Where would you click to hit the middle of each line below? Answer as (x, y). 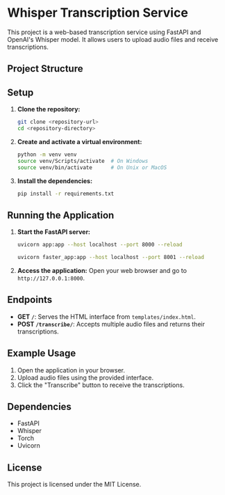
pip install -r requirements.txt (66, 194)
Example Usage (42, 353)
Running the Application (61, 215)
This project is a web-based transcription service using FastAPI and (104, 32)
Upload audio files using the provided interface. (85, 377)
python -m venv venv (47, 155)
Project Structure (45, 69)
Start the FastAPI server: (54, 232)
